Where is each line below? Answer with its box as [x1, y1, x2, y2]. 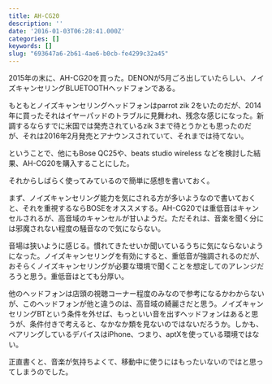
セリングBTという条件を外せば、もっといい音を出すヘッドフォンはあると [8, 309, 252, 318]
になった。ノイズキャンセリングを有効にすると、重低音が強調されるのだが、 [8, 251, 264, 260]
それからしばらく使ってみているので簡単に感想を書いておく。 [8, 176, 214, 185]
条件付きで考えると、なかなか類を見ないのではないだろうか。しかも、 [29, 319, 264, 329]
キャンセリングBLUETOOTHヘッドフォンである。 [15, 83, 180, 93]
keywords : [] [8, 42, 53, 50]
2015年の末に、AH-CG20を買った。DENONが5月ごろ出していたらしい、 [8, 73, 250, 82]
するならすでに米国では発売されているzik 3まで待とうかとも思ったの [15, 121, 245, 130]
